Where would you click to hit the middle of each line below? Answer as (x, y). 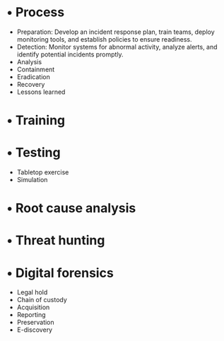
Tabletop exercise (43, 172)
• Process (36, 12)
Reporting (31, 315)
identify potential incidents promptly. (70, 54)
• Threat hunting (56, 240)
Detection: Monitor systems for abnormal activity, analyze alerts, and (117, 47)
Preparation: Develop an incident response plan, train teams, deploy (116, 32)
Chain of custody (42, 300)
